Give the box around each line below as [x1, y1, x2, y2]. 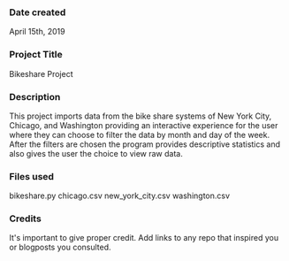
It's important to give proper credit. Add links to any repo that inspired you [9, 233, 279, 243]
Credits [9, 212, 42, 225]
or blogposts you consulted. [9, 242, 112, 253]
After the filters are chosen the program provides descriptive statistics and [9, 139, 281, 150]
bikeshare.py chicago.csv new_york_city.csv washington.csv [9, 190, 231, 201]
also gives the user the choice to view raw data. [9, 148, 183, 158]
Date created [9, 6, 66, 19]
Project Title [9, 49, 64, 61]
